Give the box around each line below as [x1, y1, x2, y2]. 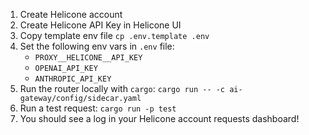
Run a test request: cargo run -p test [19, 102, 177, 114]
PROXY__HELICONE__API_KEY [34, 53, 143, 63]
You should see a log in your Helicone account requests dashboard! [19, 113, 300, 124]
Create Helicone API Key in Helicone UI [19, 19, 182, 31]
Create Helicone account [19, 9, 123, 20]
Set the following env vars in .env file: [19, 40, 175, 52]
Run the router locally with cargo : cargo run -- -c [19, 83, 226, 94]
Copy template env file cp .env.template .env [19, 30, 210, 41]
